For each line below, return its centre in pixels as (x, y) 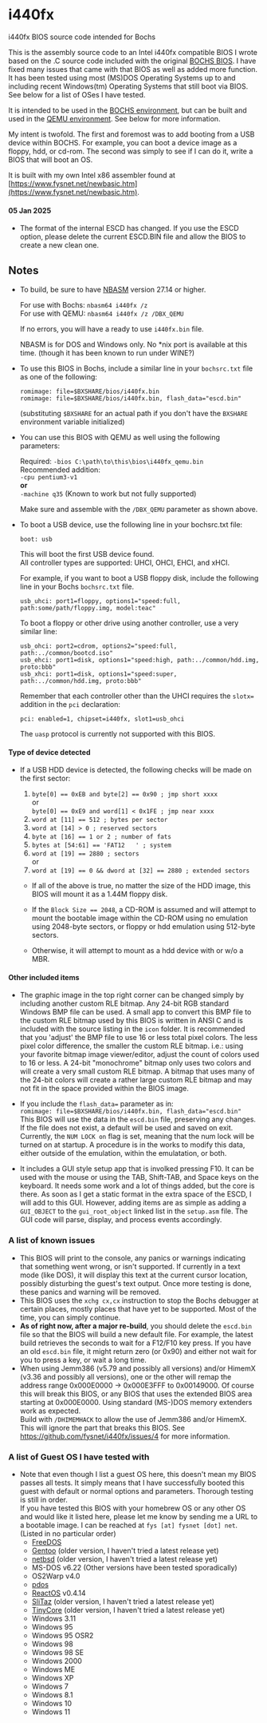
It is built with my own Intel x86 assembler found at (92, 175)
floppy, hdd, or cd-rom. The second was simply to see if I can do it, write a (131, 151)
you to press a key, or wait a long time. (83, 1360)
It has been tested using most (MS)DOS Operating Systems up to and (122, 77)
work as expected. (50, 1411)
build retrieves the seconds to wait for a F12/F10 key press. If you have (135, 1343)
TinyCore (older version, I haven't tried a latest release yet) (128, 1610)
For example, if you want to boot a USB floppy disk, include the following (139, 578)
